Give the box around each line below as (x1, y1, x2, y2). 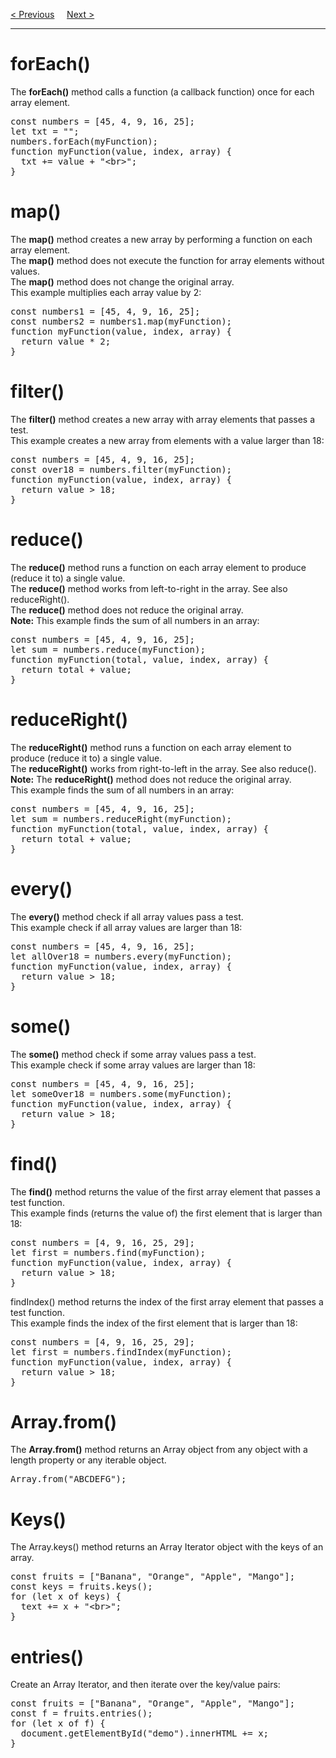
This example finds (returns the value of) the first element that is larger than (10, 1207, 323, 1219)
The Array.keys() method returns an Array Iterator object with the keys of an (10, 1541, 324, 1553)
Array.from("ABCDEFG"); (10, 1474, 127, 1485)
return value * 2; (20, 335, 112, 347)
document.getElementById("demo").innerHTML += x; (20, 1728, 270, 1739)
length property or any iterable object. (10, 1454, 167, 1466)
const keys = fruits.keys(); (10, 1581, 153, 1593)
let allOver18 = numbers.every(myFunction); (10, 950, 233, 962)
